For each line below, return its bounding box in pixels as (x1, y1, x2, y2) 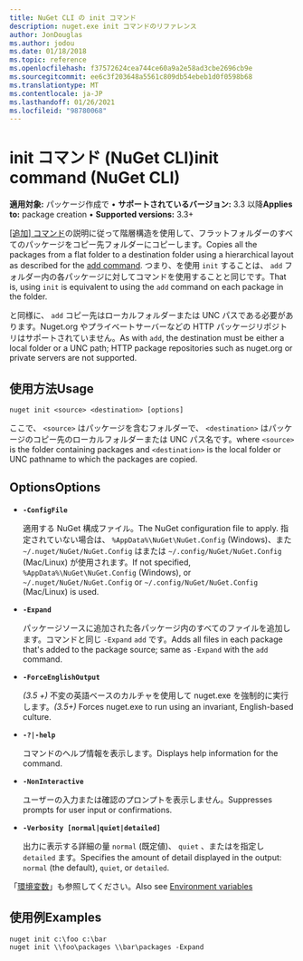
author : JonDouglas (9, 30, 83, 39)
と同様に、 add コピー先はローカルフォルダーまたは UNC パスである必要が (9, 310, 286, 321)
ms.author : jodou (9, 38, 75, 48)
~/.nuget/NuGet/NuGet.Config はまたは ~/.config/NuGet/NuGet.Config (22, 545, 282, 556)
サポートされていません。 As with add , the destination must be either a (24, 333, 285, 344)
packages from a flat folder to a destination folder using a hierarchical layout (9, 249, 294, 260)
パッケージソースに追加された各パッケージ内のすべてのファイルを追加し (22, 622, 291, 633)
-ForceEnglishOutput (22, 673, 100, 682)
